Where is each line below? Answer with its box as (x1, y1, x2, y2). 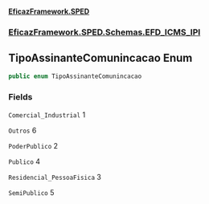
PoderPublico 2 (8, 141, 59, 150)
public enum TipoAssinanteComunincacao (8, 72, 142, 80)
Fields (8, 92, 33, 103)
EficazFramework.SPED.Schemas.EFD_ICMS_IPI (8, 27, 201, 38)
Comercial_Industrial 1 (8, 109, 86, 120)
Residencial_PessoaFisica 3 (8, 172, 102, 182)
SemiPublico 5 (8, 187, 55, 197)
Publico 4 (8, 157, 41, 166)
